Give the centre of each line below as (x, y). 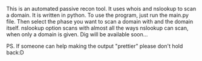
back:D (15, 53)
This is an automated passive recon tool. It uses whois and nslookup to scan (101, 9)
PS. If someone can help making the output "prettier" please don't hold (95, 46)
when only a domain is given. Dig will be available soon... (77, 34)
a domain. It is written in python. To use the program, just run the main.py (98, 15)
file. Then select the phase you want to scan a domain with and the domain (100, 21)
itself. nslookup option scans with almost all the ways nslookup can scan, (97, 28)
